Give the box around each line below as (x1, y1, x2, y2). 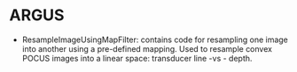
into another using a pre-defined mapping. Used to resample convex (21, 43, 273, 54)
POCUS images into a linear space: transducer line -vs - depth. (21, 53, 253, 63)
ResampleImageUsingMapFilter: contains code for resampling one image (21, 34, 288, 45)
